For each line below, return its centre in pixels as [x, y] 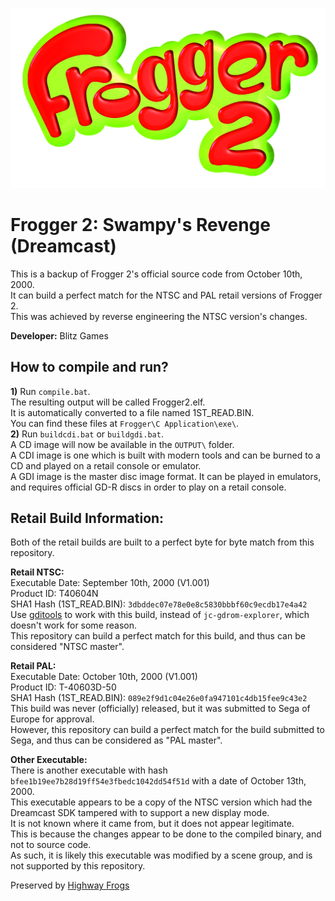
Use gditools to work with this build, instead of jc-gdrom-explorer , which [160, 615]
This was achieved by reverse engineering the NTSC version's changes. [159, 316]
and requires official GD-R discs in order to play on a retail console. [148, 487]
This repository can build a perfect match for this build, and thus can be [158, 636]
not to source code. [51, 845]
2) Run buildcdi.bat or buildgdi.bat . [87, 434]
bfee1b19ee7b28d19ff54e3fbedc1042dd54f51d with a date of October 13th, [158, 781]
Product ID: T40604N [54, 594]
